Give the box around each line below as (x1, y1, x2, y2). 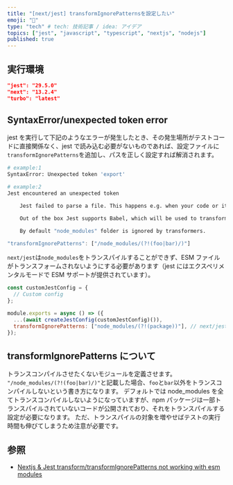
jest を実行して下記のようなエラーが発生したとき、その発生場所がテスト (7, 133, 214, 142)
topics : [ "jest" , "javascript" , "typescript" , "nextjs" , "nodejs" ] (7, 29, 207, 37)
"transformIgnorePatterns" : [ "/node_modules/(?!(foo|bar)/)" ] (7, 240, 191, 247)
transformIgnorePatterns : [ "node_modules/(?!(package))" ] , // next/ (13, 323, 216, 330)
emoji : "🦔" (7, 17, 39, 24)
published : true (7, 36, 54, 43)
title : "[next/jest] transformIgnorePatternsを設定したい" (7, 10, 175, 17)
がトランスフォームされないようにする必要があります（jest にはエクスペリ (7, 262, 219, 270)
